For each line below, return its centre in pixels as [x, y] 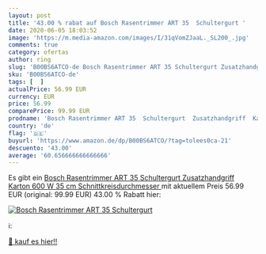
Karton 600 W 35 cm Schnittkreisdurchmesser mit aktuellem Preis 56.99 [126, 186]
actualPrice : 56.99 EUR [47, 89]
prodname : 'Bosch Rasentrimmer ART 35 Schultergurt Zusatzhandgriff [127, 119]
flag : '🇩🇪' [28, 133]
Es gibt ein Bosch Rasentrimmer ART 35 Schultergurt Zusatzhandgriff [122, 178]
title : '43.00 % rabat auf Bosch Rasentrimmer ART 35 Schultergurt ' [127, 23]
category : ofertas [38, 52]
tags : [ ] [26, 82]
